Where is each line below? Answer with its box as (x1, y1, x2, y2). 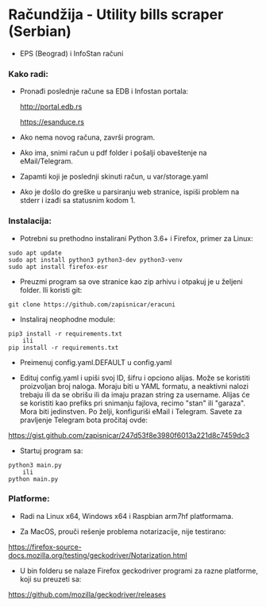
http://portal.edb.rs (19, 102, 83, 112)
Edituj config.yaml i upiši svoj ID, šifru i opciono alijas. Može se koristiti (19, 373, 250, 382)
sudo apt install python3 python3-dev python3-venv (8, 255, 183, 263)
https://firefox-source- (8, 542, 82, 551)
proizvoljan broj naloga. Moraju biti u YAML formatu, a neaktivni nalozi (19, 381, 249, 390)
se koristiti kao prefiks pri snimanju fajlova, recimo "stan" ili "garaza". (19, 398, 246, 408)
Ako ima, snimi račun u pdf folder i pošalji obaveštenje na (19, 148, 207, 158)
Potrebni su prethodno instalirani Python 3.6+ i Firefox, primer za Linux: (19, 233, 253, 243)
